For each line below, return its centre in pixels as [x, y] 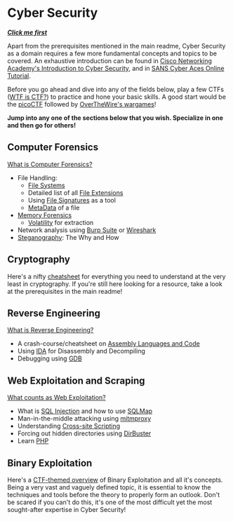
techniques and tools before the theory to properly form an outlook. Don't [114, 495]
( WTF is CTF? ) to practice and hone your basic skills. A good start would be [117, 97]
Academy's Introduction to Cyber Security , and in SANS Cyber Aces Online [116, 68]
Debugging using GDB [49, 358]
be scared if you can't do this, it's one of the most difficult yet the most [110, 502]
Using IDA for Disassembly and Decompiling [81, 351]
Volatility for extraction [61, 222]
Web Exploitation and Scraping [76, 380]
